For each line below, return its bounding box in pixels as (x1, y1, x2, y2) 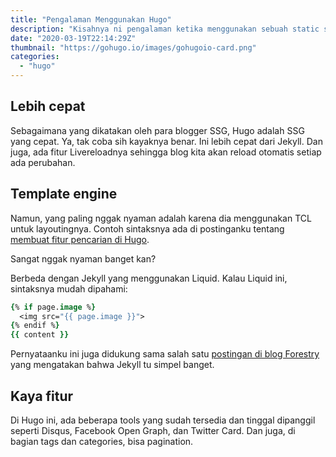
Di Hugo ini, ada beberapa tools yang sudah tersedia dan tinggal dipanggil (10, 414, 316, 426)
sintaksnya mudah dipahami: (10, 282, 128, 295)
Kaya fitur (10, 387, 74, 405)
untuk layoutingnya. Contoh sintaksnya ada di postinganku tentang (10, 222, 285, 235)
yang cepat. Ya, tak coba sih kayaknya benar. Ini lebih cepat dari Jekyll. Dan (10, 135, 323, 147)
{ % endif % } (10, 321, 60, 331)
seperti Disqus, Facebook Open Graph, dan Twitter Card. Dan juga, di (10, 424, 296, 436)
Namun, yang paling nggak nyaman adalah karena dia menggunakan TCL (10, 212, 312, 224)
